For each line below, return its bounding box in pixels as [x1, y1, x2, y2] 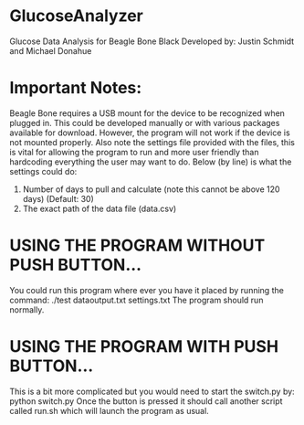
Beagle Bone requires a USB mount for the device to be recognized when [9, 107, 286, 119]
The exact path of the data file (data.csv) [22, 203, 177, 214]
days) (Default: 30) [22, 193, 94, 204]
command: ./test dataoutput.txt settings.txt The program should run [9, 294, 264, 305]
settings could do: [9, 165, 78, 176]
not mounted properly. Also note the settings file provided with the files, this [9, 136, 295, 147]
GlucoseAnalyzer [9, 5, 143, 27]
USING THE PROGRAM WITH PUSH [9, 336, 279, 356]
